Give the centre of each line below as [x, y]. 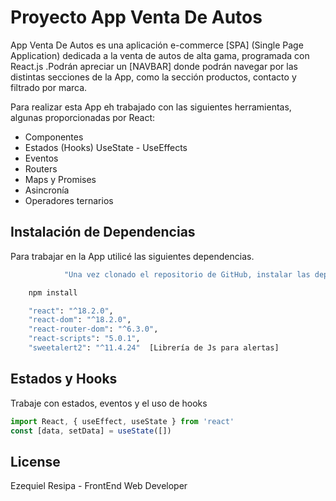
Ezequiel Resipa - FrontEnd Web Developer [99, 486]
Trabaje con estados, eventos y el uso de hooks [109, 403]
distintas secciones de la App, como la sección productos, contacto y [153, 77]
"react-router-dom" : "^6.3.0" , [93, 329]
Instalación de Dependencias [103, 232]
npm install [53, 292]
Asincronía [47, 190]
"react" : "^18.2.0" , [71, 311]
